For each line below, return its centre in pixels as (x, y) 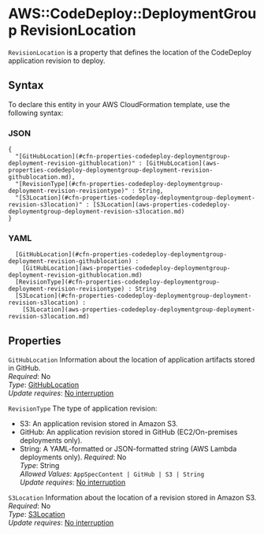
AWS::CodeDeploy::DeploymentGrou (132, 14)
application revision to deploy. (57, 61)
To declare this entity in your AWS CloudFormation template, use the (119, 104)
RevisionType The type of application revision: (83, 409)
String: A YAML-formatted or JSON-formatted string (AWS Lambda (128, 449)
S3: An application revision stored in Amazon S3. (99, 424)
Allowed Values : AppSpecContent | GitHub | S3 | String (112, 474)
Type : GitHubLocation (44, 385)
